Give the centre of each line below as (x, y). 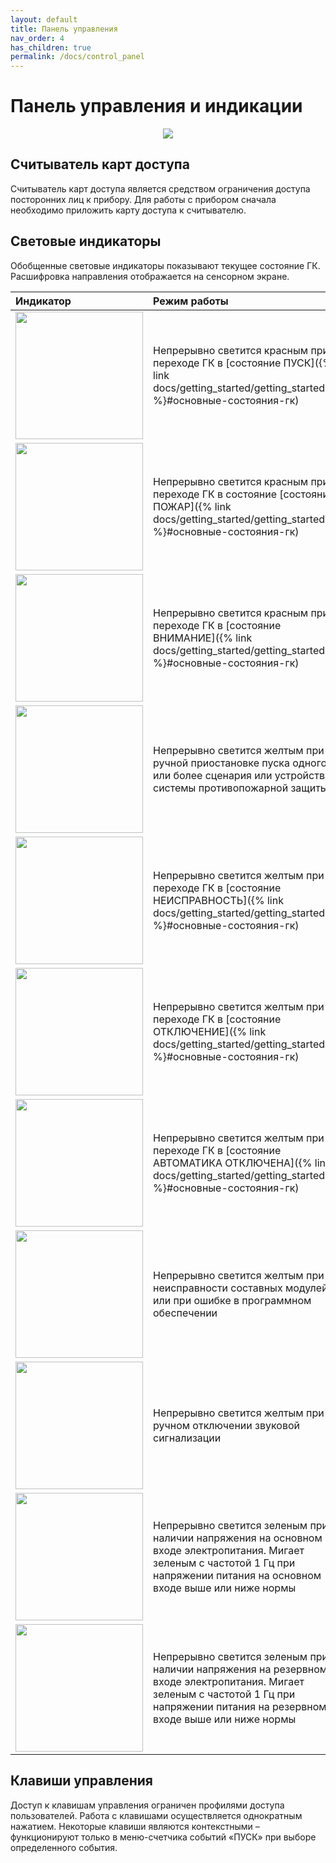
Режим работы (191, 301)
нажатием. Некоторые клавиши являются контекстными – (135, 1826)
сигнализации (187, 1438)
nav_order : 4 (37, 38)
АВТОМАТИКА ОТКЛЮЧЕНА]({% (233, 1163)
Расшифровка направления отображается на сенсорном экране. (150, 276)
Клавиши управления (81, 1781)
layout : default (44, 19)
